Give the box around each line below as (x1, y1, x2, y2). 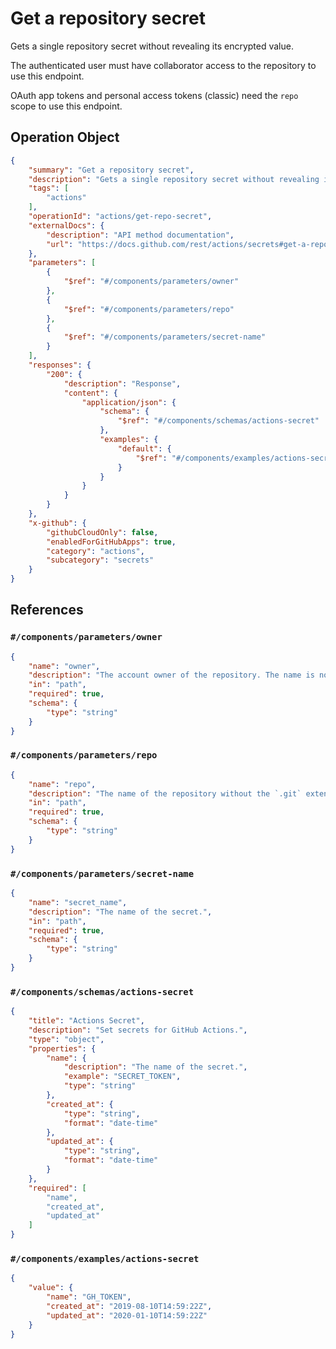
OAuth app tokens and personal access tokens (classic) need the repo (10, 89, 299, 101)
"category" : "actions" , (46, 546, 145, 556)
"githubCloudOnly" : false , (46, 527, 159, 537)
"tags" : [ (28, 183, 70, 194)
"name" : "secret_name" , (28, 897, 128, 907)
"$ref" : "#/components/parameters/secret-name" (63, 332, 267, 342)
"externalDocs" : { (28, 220, 105, 231)
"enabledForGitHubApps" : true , (46, 537, 177, 547)
